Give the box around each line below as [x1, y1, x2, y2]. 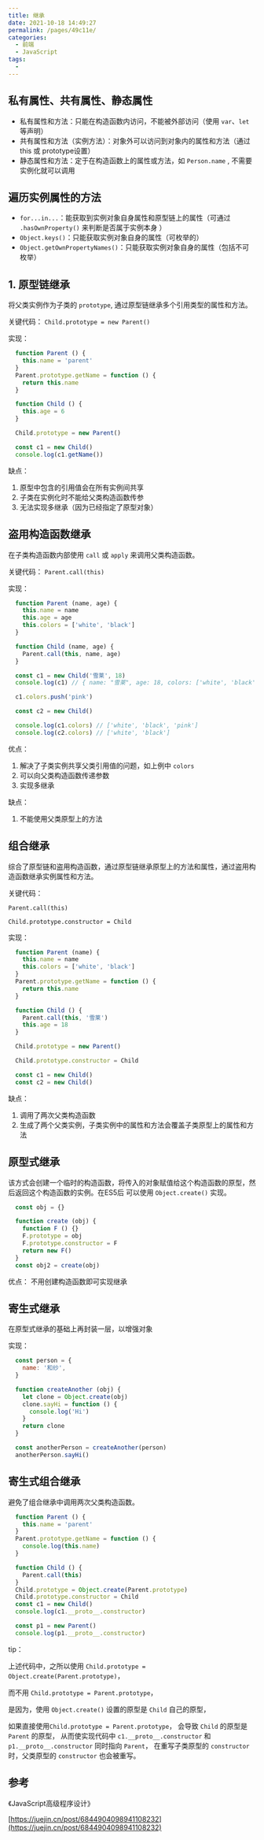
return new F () [22, 1246, 72, 1255]
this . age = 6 [22, 407, 65, 416]
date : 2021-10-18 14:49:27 [8, 19, 97, 27]
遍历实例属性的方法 [8, 191, 101, 204]
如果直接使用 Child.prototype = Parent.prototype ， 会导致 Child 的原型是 [8, 1721, 248, 1731]
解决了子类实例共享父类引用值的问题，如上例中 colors [19, 761, 195, 770]
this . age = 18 [22, 1021, 68, 1029]
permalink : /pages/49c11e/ [8, 26, 97, 34]
